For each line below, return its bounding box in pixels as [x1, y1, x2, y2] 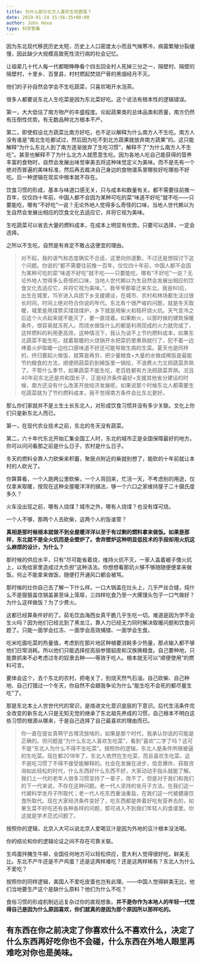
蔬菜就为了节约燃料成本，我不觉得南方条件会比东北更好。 [26, 389, 168, 396]
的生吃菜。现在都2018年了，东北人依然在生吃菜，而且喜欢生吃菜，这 [20, 752, 190, 759]
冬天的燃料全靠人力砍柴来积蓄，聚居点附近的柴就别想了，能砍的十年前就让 [6, 455, 190, 462]
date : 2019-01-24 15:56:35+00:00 [6, 14, 90, 20]
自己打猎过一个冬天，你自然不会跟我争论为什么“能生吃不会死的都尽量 [16, 682, 187, 689]
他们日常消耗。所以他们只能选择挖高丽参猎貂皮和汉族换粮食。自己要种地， [6, 647, 190, 654]
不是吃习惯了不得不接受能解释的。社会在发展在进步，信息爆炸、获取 [20, 760, 189, 767]
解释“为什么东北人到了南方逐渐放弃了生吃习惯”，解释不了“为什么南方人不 [6, 144, 187, 151]
